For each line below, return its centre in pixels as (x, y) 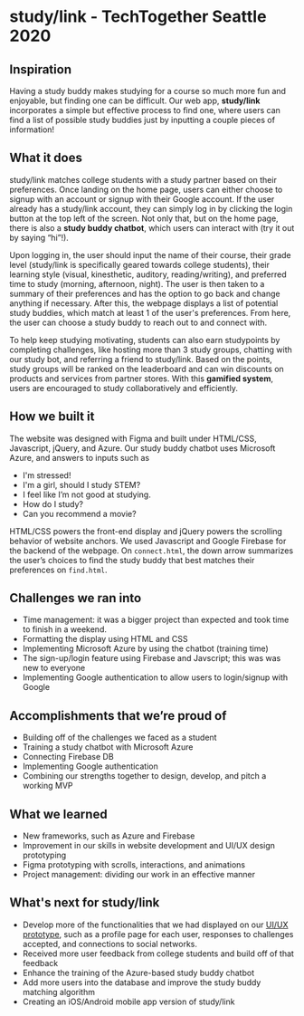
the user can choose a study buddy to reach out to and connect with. (138, 322)
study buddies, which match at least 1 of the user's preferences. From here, (150, 312)
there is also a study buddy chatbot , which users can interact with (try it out (152, 227)
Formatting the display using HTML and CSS (105, 639)
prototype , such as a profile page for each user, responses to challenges (158, 934)
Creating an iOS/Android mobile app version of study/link (128, 1002)
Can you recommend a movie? (80, 513)
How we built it (52, 417)
